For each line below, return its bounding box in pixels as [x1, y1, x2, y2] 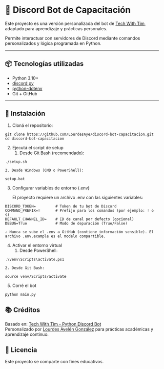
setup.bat [5, 176, 25, 181]
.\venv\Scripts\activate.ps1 [5, 257, 64, 262]
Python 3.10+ [12, 75, 39, 81]
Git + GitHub [12, 90, 38, 97]
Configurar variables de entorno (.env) [12, 185, 90, 191]
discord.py [12, 80, 34, 86]
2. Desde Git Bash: [5, 266, 45, 270]
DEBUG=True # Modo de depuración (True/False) [5, 221, 128, 226]
